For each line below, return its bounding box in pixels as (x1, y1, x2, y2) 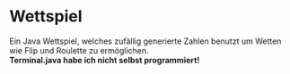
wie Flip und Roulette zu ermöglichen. (9, 45, 150, 55)
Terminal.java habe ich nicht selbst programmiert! (9, 54, 200, 65)
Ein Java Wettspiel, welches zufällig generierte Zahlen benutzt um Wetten (9, 36, 282, 46)
